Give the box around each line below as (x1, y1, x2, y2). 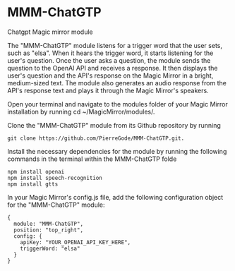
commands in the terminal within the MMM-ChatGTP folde (7, 155, 177, 163)
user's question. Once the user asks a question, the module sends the (7, 56, 211, 64)
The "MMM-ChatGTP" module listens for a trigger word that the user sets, (7, 41, 222, 49)
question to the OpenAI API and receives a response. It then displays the (7, 64, 218, 72)
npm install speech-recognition (7, 174, 102, 181)
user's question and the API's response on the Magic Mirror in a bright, (7, 71, 214, 80)
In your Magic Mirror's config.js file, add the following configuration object (7, 193, 224, 201)
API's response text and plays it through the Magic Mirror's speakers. (7, 86, 210, 95)
